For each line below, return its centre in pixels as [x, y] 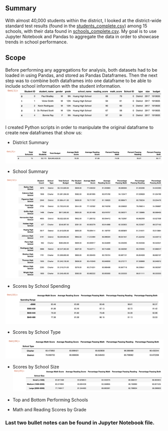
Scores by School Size [36, 366]
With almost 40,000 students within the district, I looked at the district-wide [83, 20]
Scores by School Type [36, 332]
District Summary [30, 143]
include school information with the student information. [63, 86]
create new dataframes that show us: [44, 133]
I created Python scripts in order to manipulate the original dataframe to [79, 128]
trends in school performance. [36, 42]
